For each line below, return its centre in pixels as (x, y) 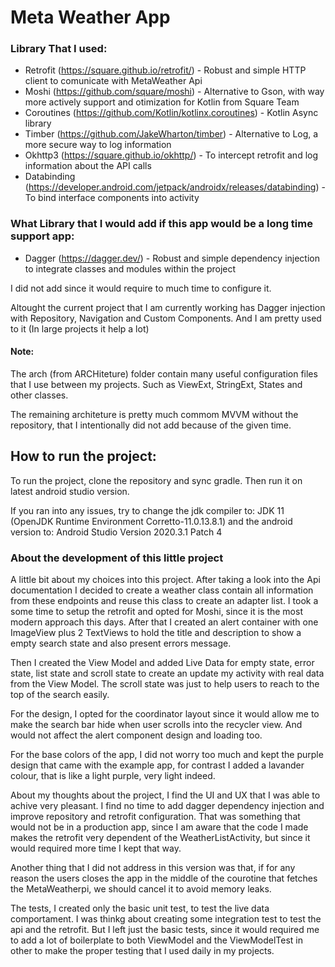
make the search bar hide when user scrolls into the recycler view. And (156, 725)
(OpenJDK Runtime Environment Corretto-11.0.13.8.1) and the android (151, 521)
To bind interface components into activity (112, 198)
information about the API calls (88, 166)
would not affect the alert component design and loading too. (136, 735)
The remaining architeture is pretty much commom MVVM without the (154, 414)
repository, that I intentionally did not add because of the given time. (151, 425)
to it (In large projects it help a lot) (80, 328)
